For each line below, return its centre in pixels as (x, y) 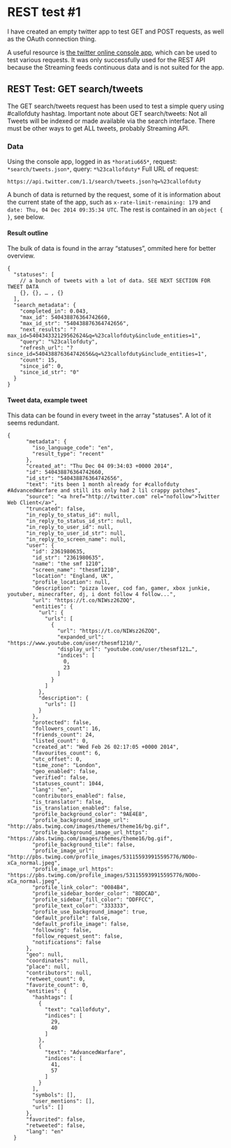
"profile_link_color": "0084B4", (81, 888)
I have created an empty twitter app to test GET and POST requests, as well (116, 31)
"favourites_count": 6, (67, 753)
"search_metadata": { (45, 305)
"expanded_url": (81, 637)
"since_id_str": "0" (50, 373)
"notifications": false (67, 943)
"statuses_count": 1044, (68, 784)
